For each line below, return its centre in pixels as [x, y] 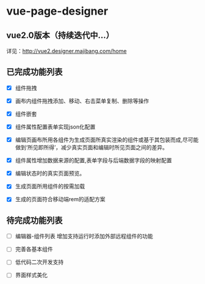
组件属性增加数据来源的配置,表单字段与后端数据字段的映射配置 [93, 160]
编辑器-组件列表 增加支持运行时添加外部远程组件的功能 [84, 236]
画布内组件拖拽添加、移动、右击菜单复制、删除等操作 [82, 101]
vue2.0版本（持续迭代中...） [60, 35]
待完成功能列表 [34, 220]
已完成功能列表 [34, 72]
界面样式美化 [31, 275]
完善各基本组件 [34, 249]
